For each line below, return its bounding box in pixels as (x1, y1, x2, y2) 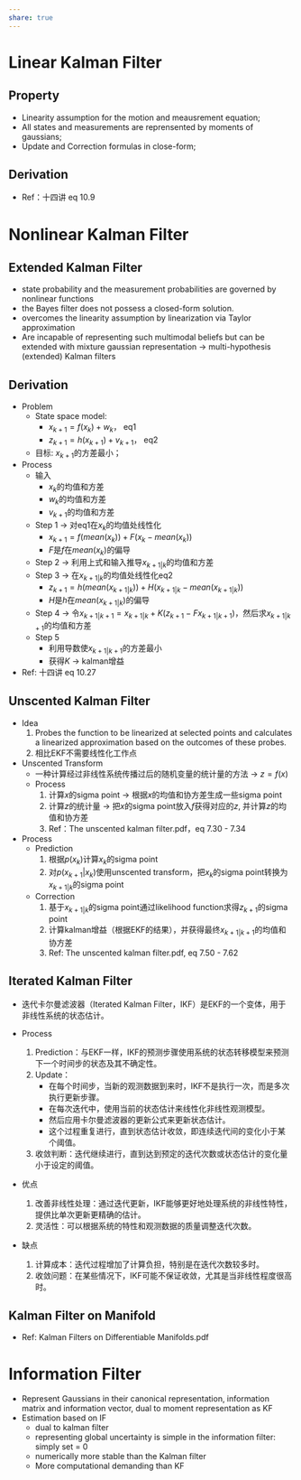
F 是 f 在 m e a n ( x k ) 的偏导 (48, 544, 132, 557)
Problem (21, 401, 53, 412)
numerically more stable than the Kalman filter (34, 1451, 206, 1462)
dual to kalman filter (34, 1422, 109, 1433)
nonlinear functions (21, 293, 94, 304)
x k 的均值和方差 (48, 480, 105, 494)
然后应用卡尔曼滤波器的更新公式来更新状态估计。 (48, 1114, 231, 1125)
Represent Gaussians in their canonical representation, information (21, 1393, 269, 1404)
